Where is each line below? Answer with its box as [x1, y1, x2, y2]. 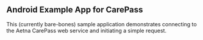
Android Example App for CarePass [6, 5, 143, 15]
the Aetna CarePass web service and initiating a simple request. [6, 27, 166, 34]
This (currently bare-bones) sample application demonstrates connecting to [6, 20, 197, 27]
